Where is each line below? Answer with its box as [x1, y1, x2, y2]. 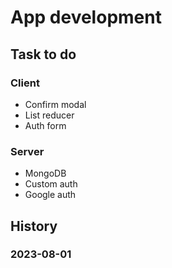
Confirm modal [24, 98, 87, 110]
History [10, 217, 58, 235]
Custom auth [24, 178, 78, 190]
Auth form [24, 119, 67, 131]
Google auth [24, 189, 77, 201]
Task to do [10, 46, 77, 63]
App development [10, 6, 162, 29]
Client [10, 76, 40, 90]
